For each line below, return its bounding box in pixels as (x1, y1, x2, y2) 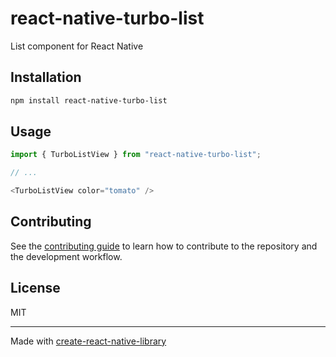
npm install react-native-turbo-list (10, 95, 168, 106)
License (10, 280, 61, 297)
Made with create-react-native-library (10, 335, 167, 347)
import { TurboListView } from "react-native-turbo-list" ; (10, 150, 262, 160)
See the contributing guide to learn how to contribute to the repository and (10, 240, 318, 252)
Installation (10, 69, 82, 86)
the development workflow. (10, 250, 123, 262)
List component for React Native (10, 40, 144, 52)
